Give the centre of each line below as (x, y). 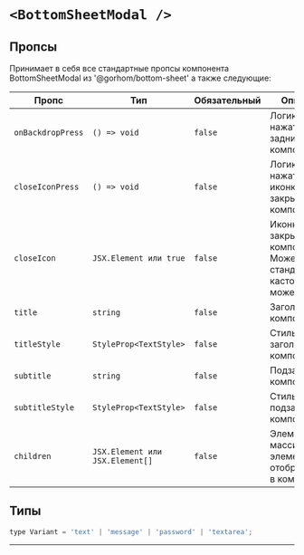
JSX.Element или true (138, 258)
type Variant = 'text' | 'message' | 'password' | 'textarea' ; (131, 531)
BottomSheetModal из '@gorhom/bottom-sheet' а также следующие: (140, 78)
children (33, 456)
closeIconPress (47, 187)
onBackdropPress (49, 133)
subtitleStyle (44, 408)
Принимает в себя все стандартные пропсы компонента (119, 68)
